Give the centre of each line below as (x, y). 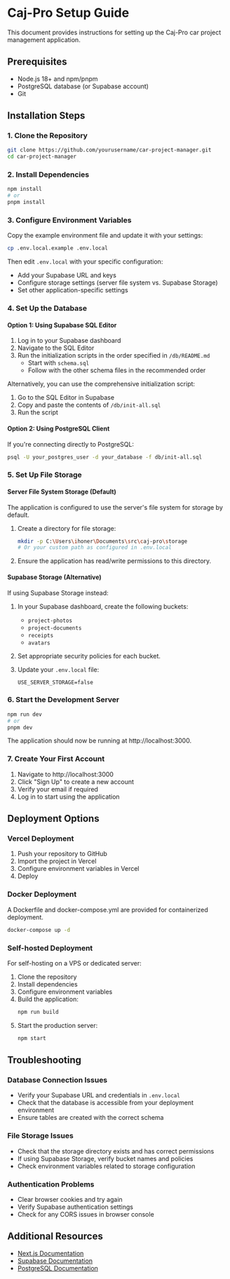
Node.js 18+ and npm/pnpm (57, 79)
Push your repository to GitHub (62, 854)
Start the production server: (57, 1025)
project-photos (50, 621)
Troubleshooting (45, 1060)
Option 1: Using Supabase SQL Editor (62, 325)
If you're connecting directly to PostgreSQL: (71, 444)
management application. (44, 39)
